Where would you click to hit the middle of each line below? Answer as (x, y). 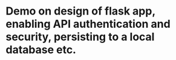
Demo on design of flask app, (80, 11)
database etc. (41, 50)
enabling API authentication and (88, 24)
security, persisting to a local (80, 37)
